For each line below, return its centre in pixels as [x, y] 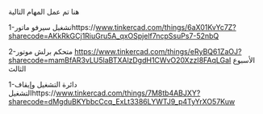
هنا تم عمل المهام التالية [44, 12]
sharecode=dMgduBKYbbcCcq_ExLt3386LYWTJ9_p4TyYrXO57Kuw [122, 101]
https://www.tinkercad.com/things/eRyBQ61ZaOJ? [158, 51]
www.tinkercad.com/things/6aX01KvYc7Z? [166, 27]
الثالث [17, 69]
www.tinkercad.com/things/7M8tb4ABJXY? [128, 93]
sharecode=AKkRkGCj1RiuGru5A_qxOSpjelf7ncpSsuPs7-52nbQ [114, 36]
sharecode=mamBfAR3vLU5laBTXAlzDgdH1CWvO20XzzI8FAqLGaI [120, 60]
